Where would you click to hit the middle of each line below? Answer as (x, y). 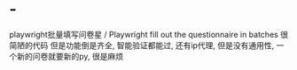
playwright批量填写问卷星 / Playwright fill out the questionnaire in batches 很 (149, 34)
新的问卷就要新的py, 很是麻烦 (70, 56)
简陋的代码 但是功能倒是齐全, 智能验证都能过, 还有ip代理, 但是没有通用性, (142, 45)
